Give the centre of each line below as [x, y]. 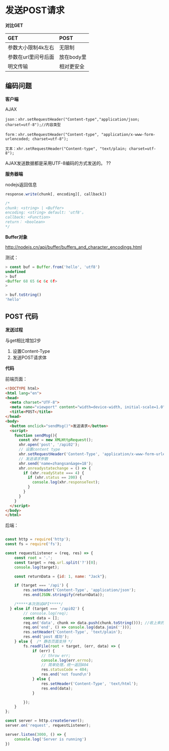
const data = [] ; [41, 618]
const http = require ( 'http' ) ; [38, 540]
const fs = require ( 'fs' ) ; [33, 544]
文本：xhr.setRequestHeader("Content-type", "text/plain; [66, 149]
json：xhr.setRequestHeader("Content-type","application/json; [72, 119]
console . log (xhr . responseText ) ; [66, 482]
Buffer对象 [16, 237]
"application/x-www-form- [129, 134]
